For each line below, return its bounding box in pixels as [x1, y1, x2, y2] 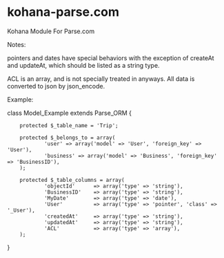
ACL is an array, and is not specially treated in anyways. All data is [7, 74, 195, 83]
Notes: [7, 40, 26, 48]
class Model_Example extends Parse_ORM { [7, 109, 132, 117]
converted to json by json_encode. [7, 82, 105, 90]
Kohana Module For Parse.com [7, 27, 95, 35]
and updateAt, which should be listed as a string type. [7, 61, 160, 69]
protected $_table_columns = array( [19, 176, 125, 183]
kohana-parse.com [7, 4, 119, 20]
